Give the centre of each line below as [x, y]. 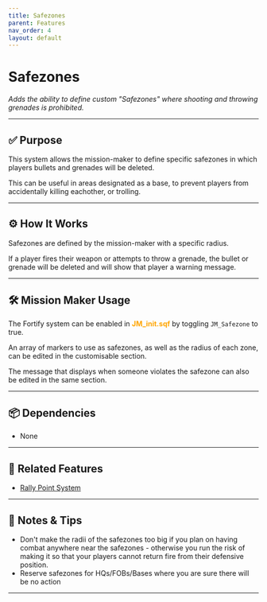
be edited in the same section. [58, 379]
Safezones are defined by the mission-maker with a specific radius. [118, 243]
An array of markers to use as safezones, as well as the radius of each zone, [133, 348]
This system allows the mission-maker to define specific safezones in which [133, 159]
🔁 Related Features [56, 469]
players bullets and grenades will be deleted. [81, 167]
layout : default [35, 38]
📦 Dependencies [52, 413]
